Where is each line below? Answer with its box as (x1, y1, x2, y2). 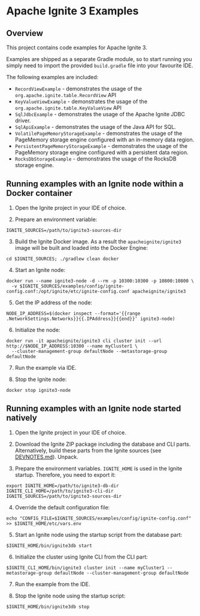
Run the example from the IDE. (14, 580, 91, 588)
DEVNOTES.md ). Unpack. (14, 453, 79, 460)
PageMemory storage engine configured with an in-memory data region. (14, 136, 195, 143)
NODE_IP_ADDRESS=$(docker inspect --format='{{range (6, 310, 141, 316)
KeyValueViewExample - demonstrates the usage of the (14, 98, 148, 105)
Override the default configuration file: (14, 503, 110, 511)
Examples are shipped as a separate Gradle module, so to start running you (6, 56, 192, 62)
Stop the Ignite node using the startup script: (14, 592, 126, 599)
